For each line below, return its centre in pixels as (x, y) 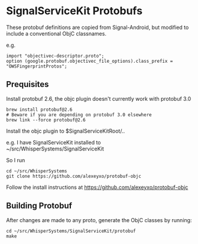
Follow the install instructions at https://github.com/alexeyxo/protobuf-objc (97, 187)
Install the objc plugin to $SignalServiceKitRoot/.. (66, 131)
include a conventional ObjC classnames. (56, 33)
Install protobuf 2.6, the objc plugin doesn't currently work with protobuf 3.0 (99, 98)
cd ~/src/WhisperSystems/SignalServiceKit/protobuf (71, 231)
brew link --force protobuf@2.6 (46, 120)
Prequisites (27, 84)
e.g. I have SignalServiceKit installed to (53, 142)
